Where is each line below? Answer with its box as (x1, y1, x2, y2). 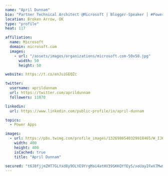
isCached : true (14, 149, 46, 155)
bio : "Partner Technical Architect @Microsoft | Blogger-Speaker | (5, 12, 149, 17)
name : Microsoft (9, 39, 43, 45)
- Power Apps (9, 122, 37, 127)
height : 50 (18, 63, 41, 68)
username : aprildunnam (9, 85, 57, 90)
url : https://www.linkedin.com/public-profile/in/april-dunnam (9, 108, 144, 113)
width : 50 (18, 58, 39, 63)
